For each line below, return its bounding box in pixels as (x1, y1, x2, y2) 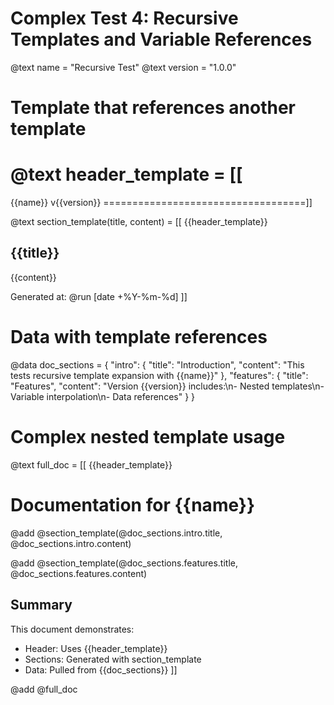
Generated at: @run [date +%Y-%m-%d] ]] (10, 290, 188, 302)
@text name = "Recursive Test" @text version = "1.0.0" (10, 61, 237, 73)
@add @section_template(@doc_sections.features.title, (10, 557, 238, 569)
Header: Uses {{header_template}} (24, 642, 168, 654)
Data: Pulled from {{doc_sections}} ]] (24, 663, 178, 676)
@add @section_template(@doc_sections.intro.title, (10, 527, 223, 539)
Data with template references (10, 326, 268, 349)
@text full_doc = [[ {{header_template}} (10, 458, 173, 471)
